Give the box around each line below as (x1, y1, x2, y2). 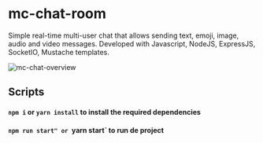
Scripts (8, 86, 45, 99)
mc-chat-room (8, 5, 106, 23)
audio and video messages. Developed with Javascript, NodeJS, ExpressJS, (8, 38, 256, 48)
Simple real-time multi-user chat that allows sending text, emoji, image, (8, 31, 239, 40)
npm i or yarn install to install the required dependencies (8, 107, 201, 116)
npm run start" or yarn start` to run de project (8, 125, 164, 134)
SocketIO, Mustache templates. (8, 47, 110, 57)
